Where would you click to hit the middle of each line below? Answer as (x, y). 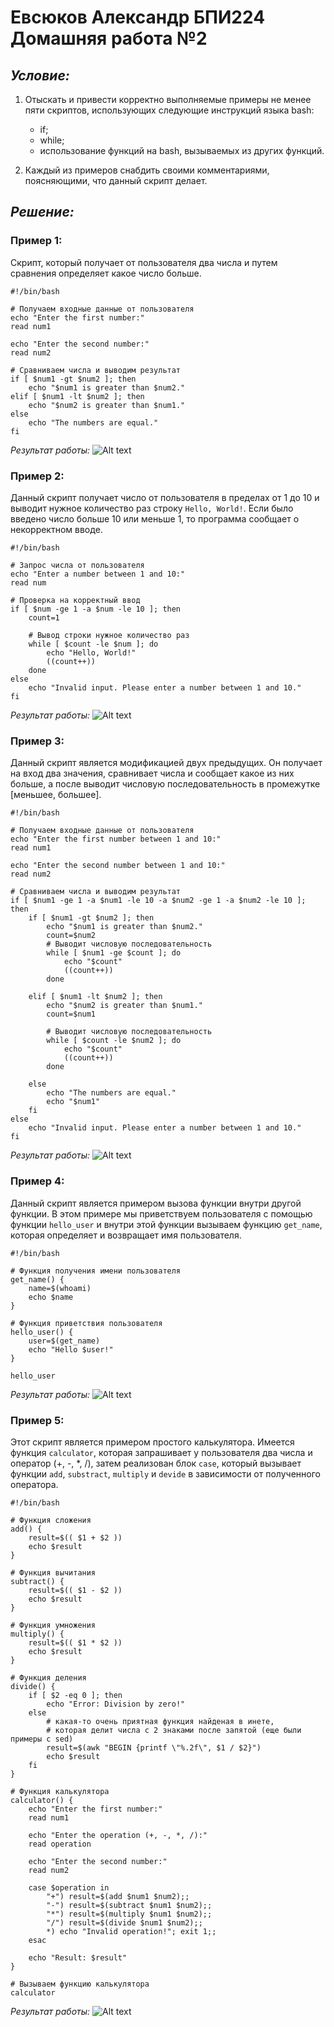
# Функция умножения (53, 1625)
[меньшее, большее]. (56, 795)
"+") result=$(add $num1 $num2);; (118, 1896)
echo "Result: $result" (78, 1957)
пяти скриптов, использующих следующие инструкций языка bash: (169, 110)
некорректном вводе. (56, 529)
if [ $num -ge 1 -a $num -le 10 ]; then (96, 609)
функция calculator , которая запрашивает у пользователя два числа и (161, 1452)
